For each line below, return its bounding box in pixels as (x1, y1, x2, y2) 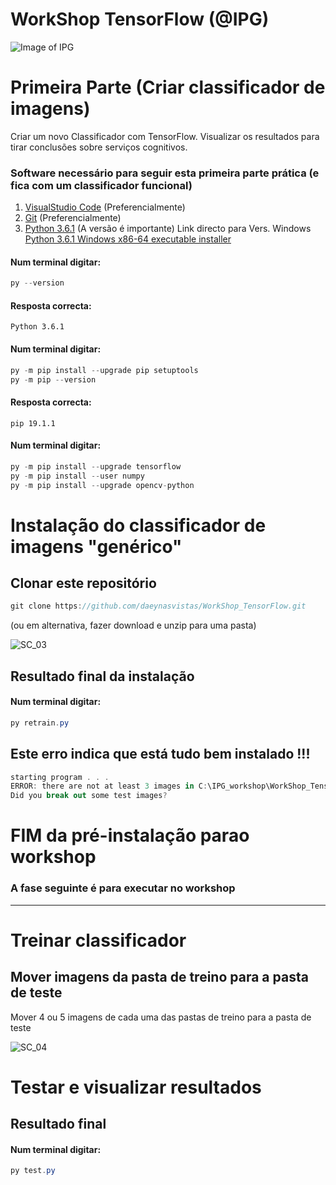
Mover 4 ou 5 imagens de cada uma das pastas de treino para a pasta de (10, 1011, 312, 1023)
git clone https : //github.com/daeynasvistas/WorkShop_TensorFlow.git (10, 601, 307, 612)
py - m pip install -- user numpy (10, 471, 145, 481)
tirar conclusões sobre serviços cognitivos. (10, 141, 188, 153)
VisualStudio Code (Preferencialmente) (24, 201, 186, 213)
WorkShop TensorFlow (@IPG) (10, 8, 270, 31)
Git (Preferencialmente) (24, 212, 122, 224)
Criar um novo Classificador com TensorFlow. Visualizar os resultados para (10, 130, 320, 142)
